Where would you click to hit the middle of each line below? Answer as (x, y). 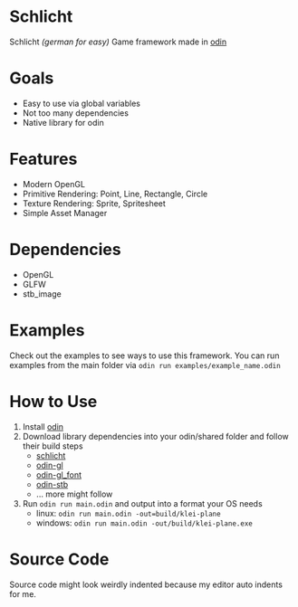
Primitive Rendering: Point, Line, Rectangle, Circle (115, 194)
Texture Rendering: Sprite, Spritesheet (94, 203)
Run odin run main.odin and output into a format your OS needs (142, 503)
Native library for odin (63, 122)
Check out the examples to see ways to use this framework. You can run (144, 356)
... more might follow (74, 494)
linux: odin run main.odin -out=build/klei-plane (128, 513)
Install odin (43, 426)
